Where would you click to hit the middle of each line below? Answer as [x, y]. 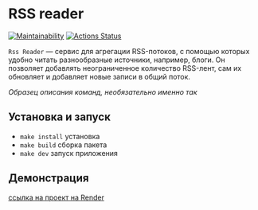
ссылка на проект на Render [57, 197]
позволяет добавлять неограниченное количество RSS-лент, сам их [125, 68]
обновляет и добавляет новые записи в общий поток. [100, 76]
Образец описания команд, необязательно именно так [103, 91]
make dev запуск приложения [68, 153]
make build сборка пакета [63, 145]
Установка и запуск [60, 117]
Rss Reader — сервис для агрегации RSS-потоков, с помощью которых [129, 51]
